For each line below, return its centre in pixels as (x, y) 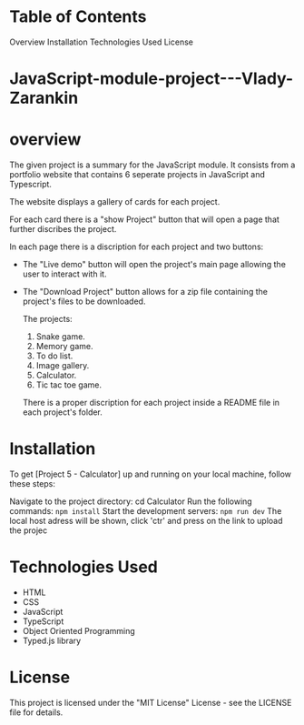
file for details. (36, 712)
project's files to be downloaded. (84, 301)
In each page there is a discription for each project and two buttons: (137, 247)
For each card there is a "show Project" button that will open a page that (144, 219)
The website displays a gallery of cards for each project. (115, 202)
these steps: (33, 483)
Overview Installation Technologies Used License (101, 42)
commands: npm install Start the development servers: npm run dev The (146, 511)
